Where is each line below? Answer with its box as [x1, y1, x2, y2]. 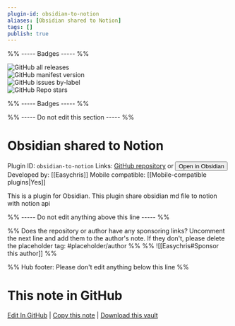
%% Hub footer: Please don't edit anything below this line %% [7, 263, 189, 272]
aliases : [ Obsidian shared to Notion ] [7, 17, 121, 24]
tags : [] [7, 23, 33, 30]
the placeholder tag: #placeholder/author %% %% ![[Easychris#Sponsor [7, 242, 219, 250]
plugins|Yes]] [7, 178, 46, 187]
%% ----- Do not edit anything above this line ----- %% [7, 213, 170, 221]
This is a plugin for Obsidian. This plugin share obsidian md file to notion [7, 192, 217, 200]
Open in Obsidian [179, 163, 224, 170]
